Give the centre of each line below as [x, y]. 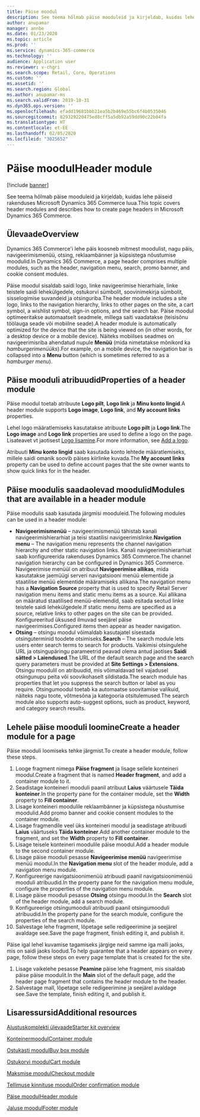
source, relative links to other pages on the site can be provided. [94, 613]
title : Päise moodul [32, 12]
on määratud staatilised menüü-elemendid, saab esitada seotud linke [99, 601]
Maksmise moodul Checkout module [51, 1073]
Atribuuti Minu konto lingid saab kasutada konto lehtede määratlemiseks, [96, 452]
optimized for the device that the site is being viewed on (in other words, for [99, 330]
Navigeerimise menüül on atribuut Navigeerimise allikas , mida [92, 569]
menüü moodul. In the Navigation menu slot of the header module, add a [104, 863]
